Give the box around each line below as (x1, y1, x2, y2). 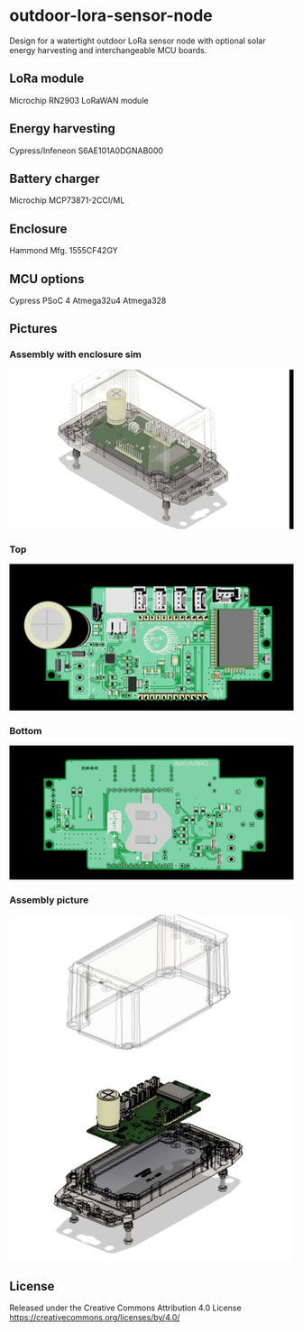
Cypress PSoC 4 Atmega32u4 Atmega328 (9, 295, 167, 306)
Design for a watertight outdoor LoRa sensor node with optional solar (9, 35, 266, 46)
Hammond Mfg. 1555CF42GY (9, 245, 119, 256)
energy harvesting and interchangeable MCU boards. (9, 44, 207, 55)
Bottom (9, 724, 42, 737)
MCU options (9, 271, 85, 287)
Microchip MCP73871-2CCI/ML (9, 195, 125, 206)
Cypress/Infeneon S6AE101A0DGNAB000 (9, 145, 164, 156)
